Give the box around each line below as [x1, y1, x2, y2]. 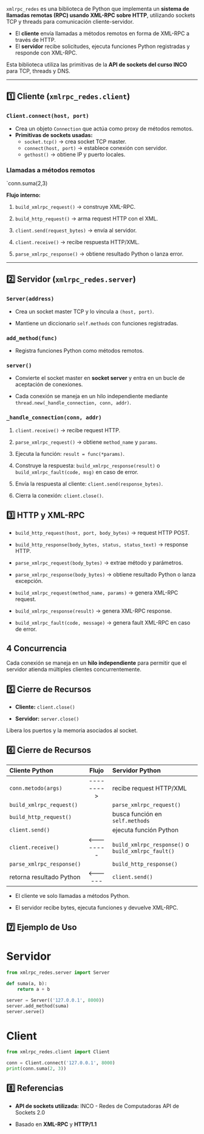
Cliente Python [9, 766, 53, 775]
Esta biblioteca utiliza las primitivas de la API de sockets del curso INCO [6, 61, 188, 68]
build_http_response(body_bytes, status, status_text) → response [15, 541, 188, 548]
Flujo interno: [6, 191, 41, 199]
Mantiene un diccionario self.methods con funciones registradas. [15, 319, 178, 327]
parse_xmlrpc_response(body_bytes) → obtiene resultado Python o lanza [15, 571, 196, 579]
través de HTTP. [15, 36, 56, 43]
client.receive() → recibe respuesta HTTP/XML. [15, 238, 140, 245]
